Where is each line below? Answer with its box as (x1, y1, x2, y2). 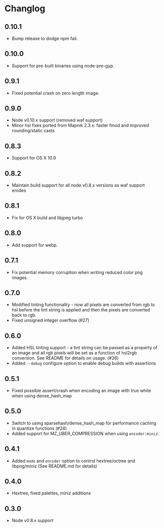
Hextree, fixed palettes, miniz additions (11, 490, 91, 496)
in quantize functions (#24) (11, 425, 67, 431)
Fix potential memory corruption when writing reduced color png (11, 269, 143, 275)
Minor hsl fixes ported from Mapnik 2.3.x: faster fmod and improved (11, 122, 149, 128)
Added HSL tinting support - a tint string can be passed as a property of (11, 345, 158, 351)
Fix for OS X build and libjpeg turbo (11, 215, 83, 221)
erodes (11, 188, 27, 194)
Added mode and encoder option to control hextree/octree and (11, 458, 136, 464)
